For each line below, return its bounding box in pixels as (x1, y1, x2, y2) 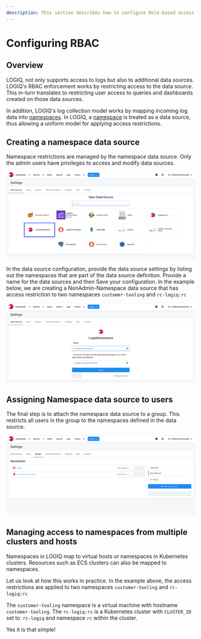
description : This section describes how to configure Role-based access (6, 10, 195, 16)
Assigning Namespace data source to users (6, 394, 173, 405)
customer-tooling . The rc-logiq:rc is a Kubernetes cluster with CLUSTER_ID (6, 608, 192, 615)
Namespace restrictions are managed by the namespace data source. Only (6, 153, 192, 161)
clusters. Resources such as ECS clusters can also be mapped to (6, 559, 167, 566)
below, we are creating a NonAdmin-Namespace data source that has (6, 284, 179, 292)
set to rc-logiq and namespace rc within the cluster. (6, 614, 138, 622)
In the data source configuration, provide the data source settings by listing (6, 265, 192, 273)
